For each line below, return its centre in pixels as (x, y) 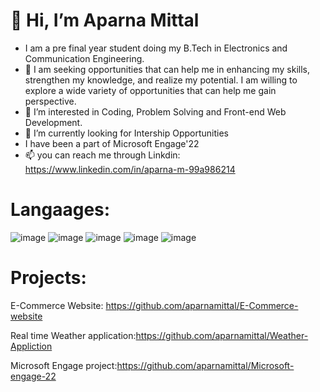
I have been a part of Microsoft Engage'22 (112, 143)
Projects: (48, 278)
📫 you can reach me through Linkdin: (102, 155)
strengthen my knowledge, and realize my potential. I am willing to (161, 80)
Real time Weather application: (73, 335)
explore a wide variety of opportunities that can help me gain (150, 90)
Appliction (31, 346)
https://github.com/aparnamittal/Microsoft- (205, 365)
